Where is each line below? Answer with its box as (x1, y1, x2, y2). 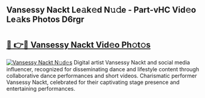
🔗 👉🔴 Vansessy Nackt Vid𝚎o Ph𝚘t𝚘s (6, 40, 151, 50)
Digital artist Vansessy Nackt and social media (73, 59, 190, 66)
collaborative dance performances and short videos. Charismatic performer (6, 72, 197, 79)
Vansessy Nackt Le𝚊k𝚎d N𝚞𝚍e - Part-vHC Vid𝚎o (6, 5, 196, 15)
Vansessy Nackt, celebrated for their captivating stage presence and (6, 79, 180, 86)
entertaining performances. (6, 85, 75, 92)
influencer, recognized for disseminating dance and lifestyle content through (6, 66, 199, 72)
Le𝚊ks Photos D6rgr (6, 15, 84, 25)
